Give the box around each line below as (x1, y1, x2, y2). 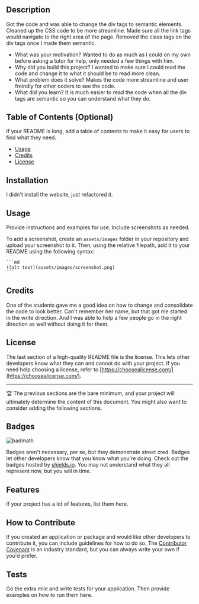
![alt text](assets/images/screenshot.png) (6, 265, 115, 271)
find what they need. (6, 134, 57, 141)
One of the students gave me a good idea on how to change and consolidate (6, 301, 193, 309)
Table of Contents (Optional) (6, 112, 114, 122)
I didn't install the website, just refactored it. (6, 191, 113, 198)
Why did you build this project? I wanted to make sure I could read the (14, 63, 185, 70)
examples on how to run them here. (6, 591, 93, 598)
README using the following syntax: (6, 248, 95, 255)
